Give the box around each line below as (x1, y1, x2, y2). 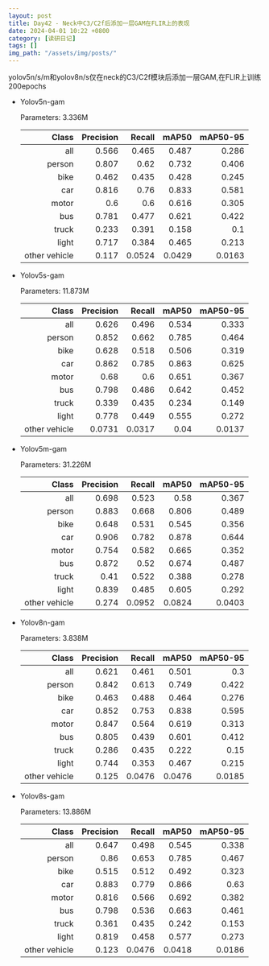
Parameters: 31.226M (19, 460, 92, 469)
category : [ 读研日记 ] (8, 34, 77, 43)
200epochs (8, 81, 47, 91)
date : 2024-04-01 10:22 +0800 (8, 27, 110, 35)
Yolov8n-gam (19, 617, 66, 627)
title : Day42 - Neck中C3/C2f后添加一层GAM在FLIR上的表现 (8, 19, 190, 27)
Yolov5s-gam (19, 270, 64, 280)
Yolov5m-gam (19, 444, 67, 453)
